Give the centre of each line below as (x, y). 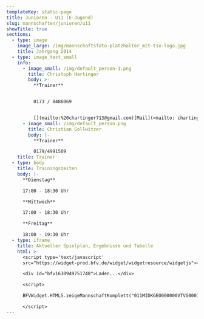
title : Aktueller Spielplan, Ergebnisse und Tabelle (85, 246)
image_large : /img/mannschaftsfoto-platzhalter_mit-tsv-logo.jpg (102, 46)
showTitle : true (27, 29)
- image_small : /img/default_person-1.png (77, 68)
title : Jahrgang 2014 (44, 52)
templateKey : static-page (39, 12)
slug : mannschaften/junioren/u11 (49, 23)
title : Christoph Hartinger (63, 74)
